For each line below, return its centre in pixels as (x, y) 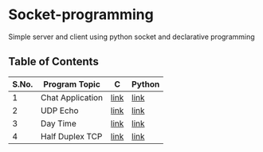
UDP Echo (60, 111)
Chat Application (72, 97)
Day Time (59, 123)
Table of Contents (54, 62)
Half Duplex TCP (72, 136)
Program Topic (72, 84)
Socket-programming (81, 15)
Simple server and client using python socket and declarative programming (131, 37)
